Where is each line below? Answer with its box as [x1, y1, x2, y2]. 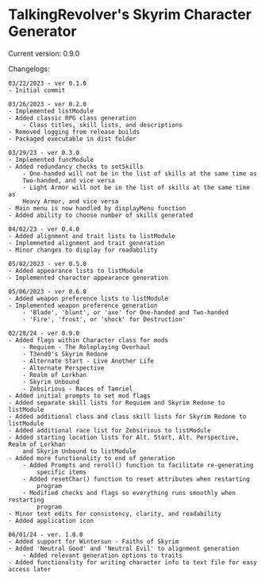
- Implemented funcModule [8, 156, 94, 163]
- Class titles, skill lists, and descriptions [22, 121, 182, 129]
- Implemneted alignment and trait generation [8, 239, 165, 247]
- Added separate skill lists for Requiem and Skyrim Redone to [8, 398, 225, 406]
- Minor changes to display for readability [8, 246, 158, 254]
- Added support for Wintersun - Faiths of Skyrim [8, 537, 179, 545]
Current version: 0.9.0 [8, 48, 80, 58]
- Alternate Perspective [22, 363, 105, 372]
